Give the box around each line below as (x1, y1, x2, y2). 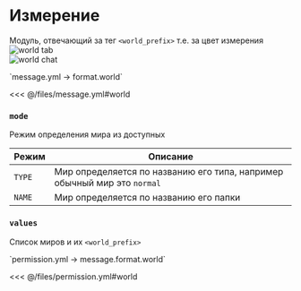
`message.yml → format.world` (9, 71, 124, 81)
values (9, 218, 39, 228)
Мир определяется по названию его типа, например (54, 166, 284, 178)
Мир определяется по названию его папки (54, 192, 241, 204)
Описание (147, 150, 194, 163)
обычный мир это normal (54, 176, 161, 189)
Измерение (9, 5, 100, 26)
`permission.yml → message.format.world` (9, 253, 166, 264)
